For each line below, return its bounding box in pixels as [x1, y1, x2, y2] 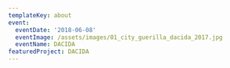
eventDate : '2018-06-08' [15, 26, 97, 34]
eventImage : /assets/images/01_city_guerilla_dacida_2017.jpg [15, 33, 223, 41]
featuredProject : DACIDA [8, 48, 89, 55]
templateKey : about [8, 11, 72, 20]
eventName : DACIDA [15, 41, 76, 48]
